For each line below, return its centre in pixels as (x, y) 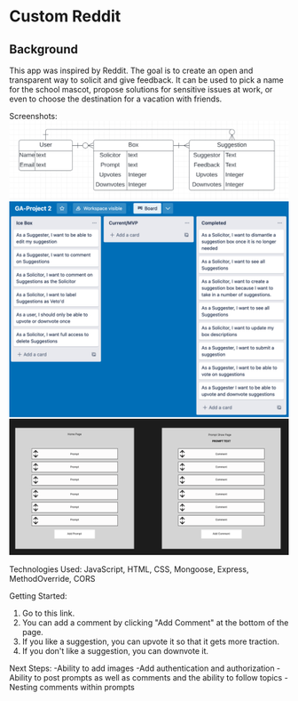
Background (43, 49)
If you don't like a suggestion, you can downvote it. (115, 651)
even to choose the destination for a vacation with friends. (116, 99)
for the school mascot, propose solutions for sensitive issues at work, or (141, 89)
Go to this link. (48, 613)
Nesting (24, 688)
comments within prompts (87, 688)
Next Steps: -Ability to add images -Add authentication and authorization (142, 668)
